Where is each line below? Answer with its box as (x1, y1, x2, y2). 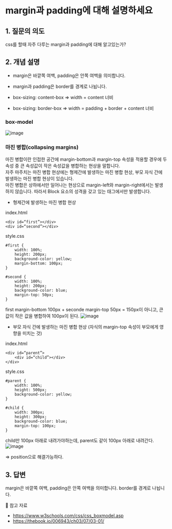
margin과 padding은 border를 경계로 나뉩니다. (12, 83, 107, 89)
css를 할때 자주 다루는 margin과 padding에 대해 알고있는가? (5, 42, 126, 47)
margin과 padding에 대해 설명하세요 (5, 5, 153, 16)
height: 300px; (14, 414, 47, 420)
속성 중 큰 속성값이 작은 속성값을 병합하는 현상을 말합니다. (5, 163, 121, 169)
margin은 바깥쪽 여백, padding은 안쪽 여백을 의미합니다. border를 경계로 (5, 485, 151, 491)
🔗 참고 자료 (5, 502, 28, 508)
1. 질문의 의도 (5, 27, 45, 35)
